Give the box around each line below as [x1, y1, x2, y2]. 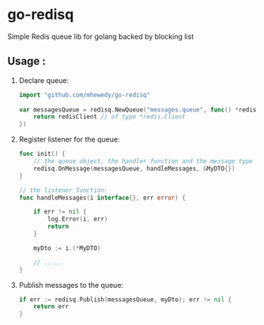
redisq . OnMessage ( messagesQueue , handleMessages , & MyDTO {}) [33, 164, 236, 172]
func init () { [18, 150, 66, 158]
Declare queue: [18, 75, 69, 85]
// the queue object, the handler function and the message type [33, 157, 254, 165]
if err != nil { [33, 208, 87, 216]
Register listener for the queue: [18, 134, 120, 144]
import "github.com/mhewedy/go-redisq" [18, 91, 151, 99]
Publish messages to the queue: [18, 280, 124, 289]
